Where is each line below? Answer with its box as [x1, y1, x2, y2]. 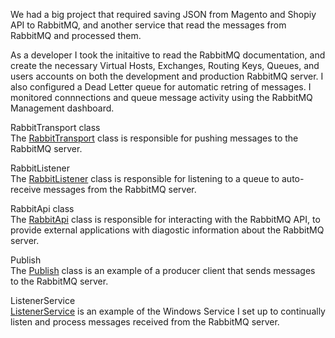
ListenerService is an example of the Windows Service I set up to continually [10, 305, 326, 317]
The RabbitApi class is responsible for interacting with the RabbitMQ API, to [10, 214, 321, 225]
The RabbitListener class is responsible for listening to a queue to [10, 173, 280, 184]
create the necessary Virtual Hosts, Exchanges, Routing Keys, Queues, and [10, 60, 320, 71]
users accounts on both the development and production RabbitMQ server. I [10, 70, 324, 82]
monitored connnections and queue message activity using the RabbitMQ [10, 92, 313, 103]
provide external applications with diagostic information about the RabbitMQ [10, 224, 325, 236]
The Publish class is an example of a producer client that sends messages [10, 265, 316, 276]
